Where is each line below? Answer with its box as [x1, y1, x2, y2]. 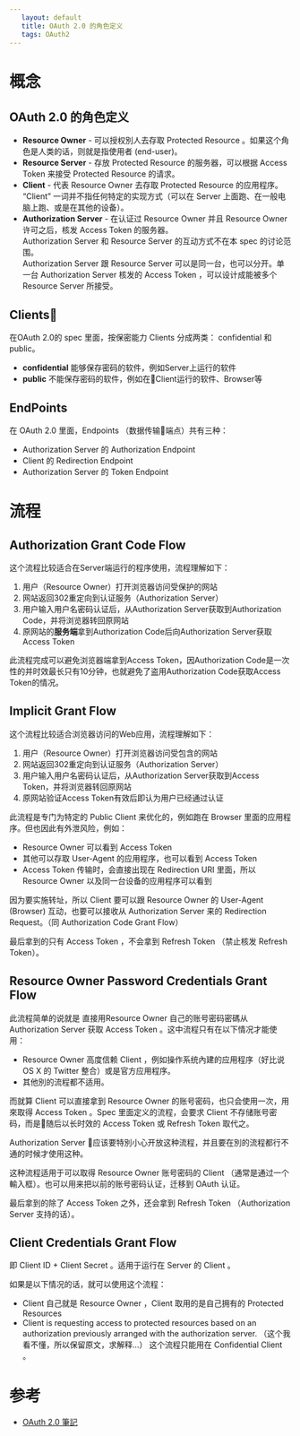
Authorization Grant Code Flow [9, 537, 186, 552]
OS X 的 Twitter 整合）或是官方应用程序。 [21, 1065, 176, 1076]
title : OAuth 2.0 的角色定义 [21, 22, 124, 30]
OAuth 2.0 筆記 [21, 1417, 78, 1428]
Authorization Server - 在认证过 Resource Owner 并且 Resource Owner [21, 213, 288, 224]
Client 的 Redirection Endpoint [21, 455, 133, 466]
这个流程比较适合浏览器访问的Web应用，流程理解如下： [9, 728, 215, 740]
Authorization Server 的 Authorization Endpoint [21, 445, 196, 454]
